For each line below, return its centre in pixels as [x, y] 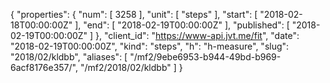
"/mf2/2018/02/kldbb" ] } [131, 67]
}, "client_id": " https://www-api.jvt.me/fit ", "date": [197, 35]
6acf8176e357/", [44, 67]
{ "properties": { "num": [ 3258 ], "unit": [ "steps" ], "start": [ [134, 14]
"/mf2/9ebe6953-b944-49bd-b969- [205, 57]
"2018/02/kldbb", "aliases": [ [69, 57]
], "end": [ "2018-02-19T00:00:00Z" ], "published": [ [182, 25]
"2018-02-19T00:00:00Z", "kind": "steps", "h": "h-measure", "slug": [150, 46]
